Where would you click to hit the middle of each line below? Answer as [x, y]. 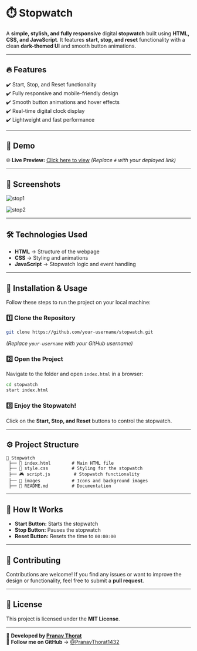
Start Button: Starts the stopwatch [56, 524]
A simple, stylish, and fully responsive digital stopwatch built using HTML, [98, 33]
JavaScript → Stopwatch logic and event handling [75, 264]
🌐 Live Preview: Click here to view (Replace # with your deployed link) [91, 160]
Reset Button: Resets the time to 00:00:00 [65, 536]
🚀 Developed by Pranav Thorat [44, 635]
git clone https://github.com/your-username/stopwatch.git [80, 332]
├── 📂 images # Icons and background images [78, 481]
